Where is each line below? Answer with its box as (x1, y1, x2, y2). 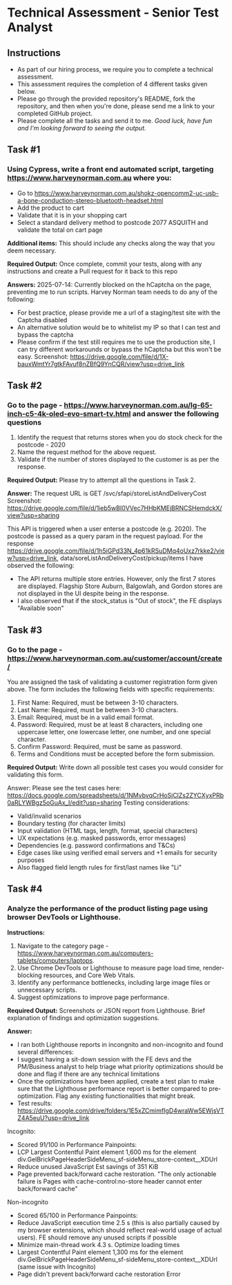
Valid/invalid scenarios (17, 812, 81, 821)
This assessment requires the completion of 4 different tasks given (17, 80, 208, 88)
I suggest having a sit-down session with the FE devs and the (17, 1055, 192, 1063)
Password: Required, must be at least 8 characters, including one (17, 720, 203, 729)
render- (202, 963, 224, 972)
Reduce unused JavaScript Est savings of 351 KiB (17, 1162, 159, 1170)
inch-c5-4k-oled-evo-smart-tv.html (7, 409, 131, 418)
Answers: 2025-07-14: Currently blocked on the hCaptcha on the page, (7, 280, 212, 288)
